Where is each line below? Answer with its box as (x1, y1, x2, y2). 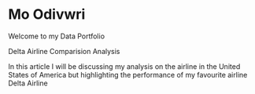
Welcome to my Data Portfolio (8, 31, 105, 41)
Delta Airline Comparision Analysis (8, 46, 120, 56)
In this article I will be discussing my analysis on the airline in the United (8, 61, 241, 71)
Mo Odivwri (8, 5, 86, 23)
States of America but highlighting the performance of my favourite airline (8, 70, 248, 79)
